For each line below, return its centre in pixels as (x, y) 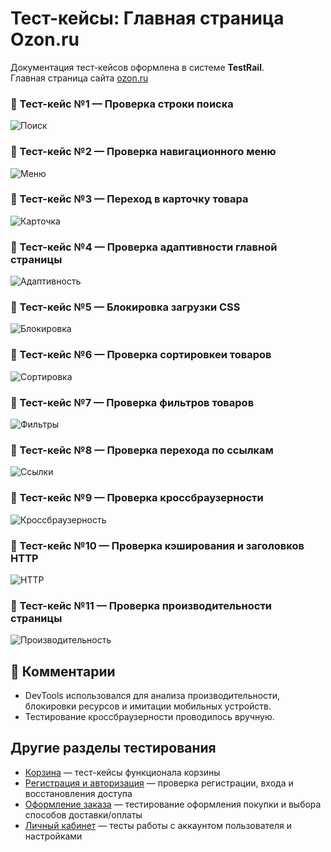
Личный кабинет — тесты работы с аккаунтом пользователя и (158, 825)
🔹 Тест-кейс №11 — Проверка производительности (141, 605)
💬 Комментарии (63, 671)
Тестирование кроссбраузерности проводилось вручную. (149, 717)
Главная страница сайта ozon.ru (79, 78)
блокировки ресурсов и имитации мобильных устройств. (148, 706)
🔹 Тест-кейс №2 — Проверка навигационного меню (143, 152)
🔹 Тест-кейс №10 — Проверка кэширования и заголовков (157, 545)
